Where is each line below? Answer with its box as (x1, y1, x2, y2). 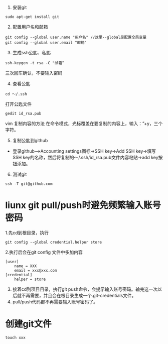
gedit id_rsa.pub (5, 111, 42, 116)
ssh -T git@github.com (5, 181, 53, 186)
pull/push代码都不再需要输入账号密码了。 (12, 298, 98, 305)
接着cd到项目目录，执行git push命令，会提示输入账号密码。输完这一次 (12, 286, 158, 292)
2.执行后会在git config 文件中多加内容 (5, 249, 83, 255)
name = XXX (14, 263, 37, 269)
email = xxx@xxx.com (14, 268, 57, 273)
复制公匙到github (12, 138, 48, 143)
